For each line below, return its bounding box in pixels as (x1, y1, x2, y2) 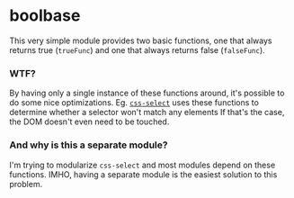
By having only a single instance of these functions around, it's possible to (9, 87, 285, 99)
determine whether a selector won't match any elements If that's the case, (9, 107, 285, 118)
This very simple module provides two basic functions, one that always (9, 35, 272, 46)
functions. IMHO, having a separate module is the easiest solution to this (9, 168, 278, 180)
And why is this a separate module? (9, 139, 168, 151)
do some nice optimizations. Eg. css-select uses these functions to (9, 97, 259, 108)
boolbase (9, 5, 81, 26)
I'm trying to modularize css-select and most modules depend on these (9, 159, 276, 170)
